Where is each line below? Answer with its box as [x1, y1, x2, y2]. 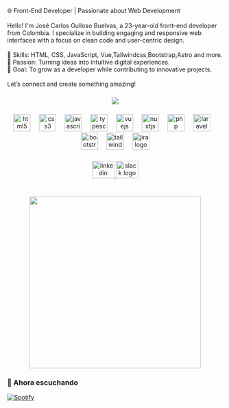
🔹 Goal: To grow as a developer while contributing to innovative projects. [7, 65, 213, 73]
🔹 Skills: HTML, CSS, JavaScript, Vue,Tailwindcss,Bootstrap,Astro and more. [7, 51, 223, 58]
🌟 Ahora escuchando [7, 378, 79, 387]
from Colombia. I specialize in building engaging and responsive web [7, 29, 202, 37]
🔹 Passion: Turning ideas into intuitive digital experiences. [7, 58, 170, 66]
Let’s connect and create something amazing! [7, 80, 136, 88]
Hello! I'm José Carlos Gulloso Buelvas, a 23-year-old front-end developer [7, 21, 217, 30]
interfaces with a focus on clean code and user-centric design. [7, 36, 185, 44]
